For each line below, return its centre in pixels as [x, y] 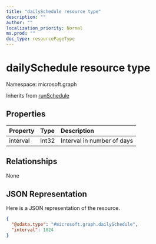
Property [22, 131]
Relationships [32, 161]
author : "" [19, 22]
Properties [26, 114]
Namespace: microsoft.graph [42, 84]
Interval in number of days [97, 141]
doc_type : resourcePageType [41, 39]
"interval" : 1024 [33, 230]
